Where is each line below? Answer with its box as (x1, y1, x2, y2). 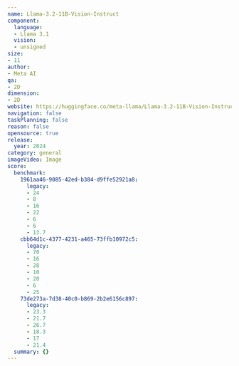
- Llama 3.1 (14, 30, 50, 38)
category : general (7, 150, 62, 157)
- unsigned (14, 43, 46, 51)
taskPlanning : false (7, 116, 69, 123)
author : (7, 63, 31, 70)
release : (7, 136, 33, 143)
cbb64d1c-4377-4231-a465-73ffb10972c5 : (20, 236, 139, 243)
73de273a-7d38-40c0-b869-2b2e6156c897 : (20, 295, 139, 303)
